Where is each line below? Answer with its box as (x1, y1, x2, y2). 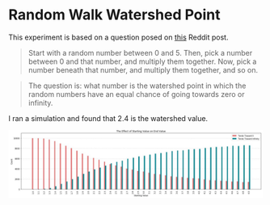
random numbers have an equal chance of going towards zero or (27, 89, 245, 98)
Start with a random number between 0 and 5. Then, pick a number (27, 48, 253, 57)
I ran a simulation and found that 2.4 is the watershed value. (8, 113, 209, 123)
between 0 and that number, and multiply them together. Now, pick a (27, 56, 257, 66)
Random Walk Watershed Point (8, 6, 221, 24)
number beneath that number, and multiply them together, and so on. (27, 65, 259, 74)
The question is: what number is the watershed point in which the (27, 81, 247, 90)
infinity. (27, 98, 53, 107)
